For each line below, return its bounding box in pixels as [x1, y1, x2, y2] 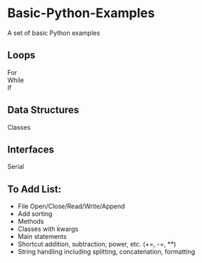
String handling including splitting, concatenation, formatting [17, 247, 196, 256]
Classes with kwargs [17, 225, 79, 233]
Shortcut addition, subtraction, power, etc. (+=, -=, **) [17, 240, 176, 249]
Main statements [17, 232, 67, 241]
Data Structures [7, 104, 80, 116]
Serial [7, 163, 25, 171]
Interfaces [7, 143, 55, 155]
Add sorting [17, 210, 53, 218]
